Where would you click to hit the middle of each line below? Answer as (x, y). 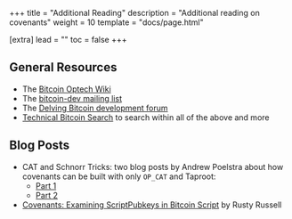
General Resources (63, 67)
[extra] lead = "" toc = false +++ (68, 40)
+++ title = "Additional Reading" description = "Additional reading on (134, 13)
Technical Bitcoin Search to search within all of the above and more (146, 117)
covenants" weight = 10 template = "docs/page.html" (106, 22)
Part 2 (46, 195)
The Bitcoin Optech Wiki (66, 89)
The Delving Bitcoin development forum (95, 108)
